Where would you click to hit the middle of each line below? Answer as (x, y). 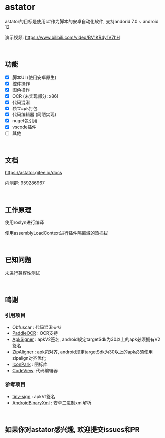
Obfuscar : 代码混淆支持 (37, 327)
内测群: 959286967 (25, 183)
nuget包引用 (25, 121)
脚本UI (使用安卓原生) (34, 77)
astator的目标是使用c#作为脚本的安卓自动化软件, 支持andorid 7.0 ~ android (82, 21)
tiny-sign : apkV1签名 (34, 396)
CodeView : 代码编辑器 (35, 370)
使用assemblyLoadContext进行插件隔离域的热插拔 (57, 233)
